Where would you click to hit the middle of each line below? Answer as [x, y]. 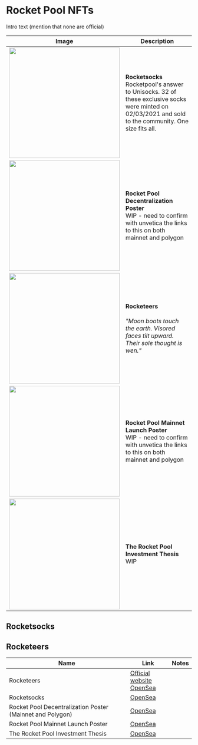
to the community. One [157, 121]
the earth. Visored [151, 328]
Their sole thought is [154, 343]
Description [157, 41]
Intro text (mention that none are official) [55, 27]
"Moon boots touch [152, 321]
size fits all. [141, 129]
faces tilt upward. [150, 336]
